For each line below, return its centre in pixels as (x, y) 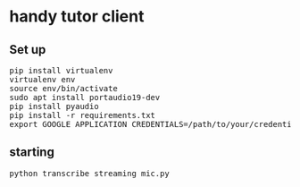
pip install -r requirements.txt (83, 115)
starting (32, 153)
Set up (28, 50)
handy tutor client (77, 17)
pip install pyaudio (54, 106)
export (24, 124)
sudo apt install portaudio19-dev (85, 97)
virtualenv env (42, 79)
